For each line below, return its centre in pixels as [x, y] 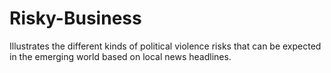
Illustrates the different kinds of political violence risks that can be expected [165, 46]
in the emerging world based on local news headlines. [120, 56]
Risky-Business [75, 18]
